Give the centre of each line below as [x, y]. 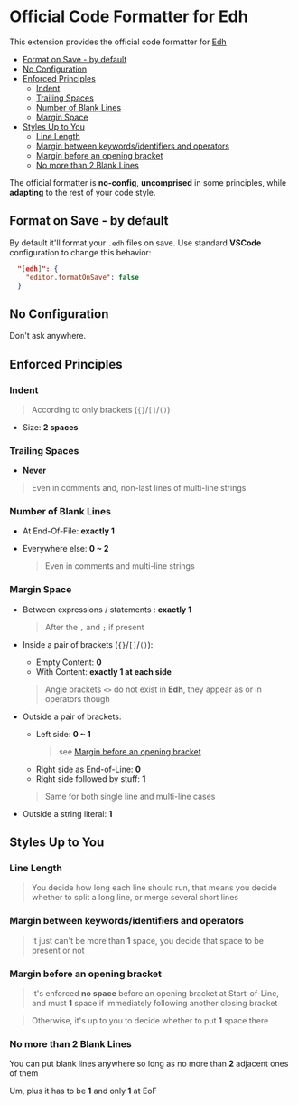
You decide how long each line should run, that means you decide [154, 888]
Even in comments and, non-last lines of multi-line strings [139, 488]
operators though [77, 698]
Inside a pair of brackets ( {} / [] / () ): [88, 644]
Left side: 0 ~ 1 [63, 734]
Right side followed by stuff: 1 [91, 778]
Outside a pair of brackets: [72, 716]
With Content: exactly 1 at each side [103, 671]
